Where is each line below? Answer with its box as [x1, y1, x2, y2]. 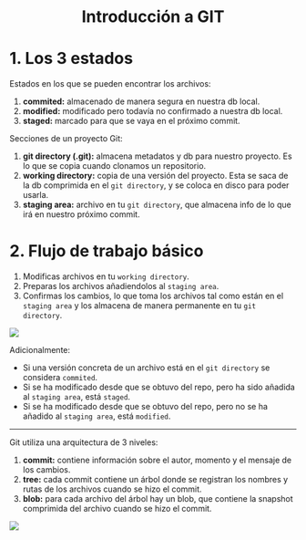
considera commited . [22, 372, 98, 383]
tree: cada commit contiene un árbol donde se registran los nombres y [22, 474, 289, 485]
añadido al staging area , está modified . [22, 410, 171, 421]
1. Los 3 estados [9, 48, 134, 69]
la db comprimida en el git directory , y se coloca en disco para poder [22, 180, 290, 191]
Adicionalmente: [9, 345, 71, 356]
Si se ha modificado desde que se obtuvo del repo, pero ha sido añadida [22, 381, 296, 393]
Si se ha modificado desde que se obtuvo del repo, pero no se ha [22, 401, 269, 412]
